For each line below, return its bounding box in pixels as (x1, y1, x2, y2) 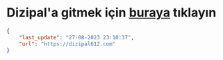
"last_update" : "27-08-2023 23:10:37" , (19, 34, 135, 41)
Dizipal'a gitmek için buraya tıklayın (6, 5, 217, 21)
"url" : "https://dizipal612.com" (19, 40, 116, 48)
